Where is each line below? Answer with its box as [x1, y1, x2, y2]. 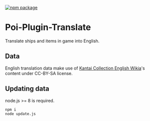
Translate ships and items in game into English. [5, 38, 100, 44]
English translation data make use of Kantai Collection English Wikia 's [5, 65, 145, 71]
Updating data [5, 85, 50, 93]
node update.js [5, 112, 36, 117]
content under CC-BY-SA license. [5, 70, 73, 76]
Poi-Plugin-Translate [5, 22, 91, 33]
